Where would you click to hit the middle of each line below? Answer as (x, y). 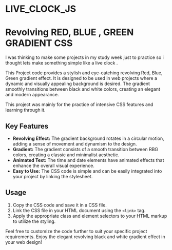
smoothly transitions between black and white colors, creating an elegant (83, 89)
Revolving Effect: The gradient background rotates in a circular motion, (88, 138)
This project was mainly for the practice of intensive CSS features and (79, 105)
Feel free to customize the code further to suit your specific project (76, 231)
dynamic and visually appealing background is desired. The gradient (78, 84)
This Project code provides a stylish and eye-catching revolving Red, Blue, (84, 73)
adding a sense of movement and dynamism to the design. (75, 143)
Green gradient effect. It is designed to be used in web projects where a (81, 78)
